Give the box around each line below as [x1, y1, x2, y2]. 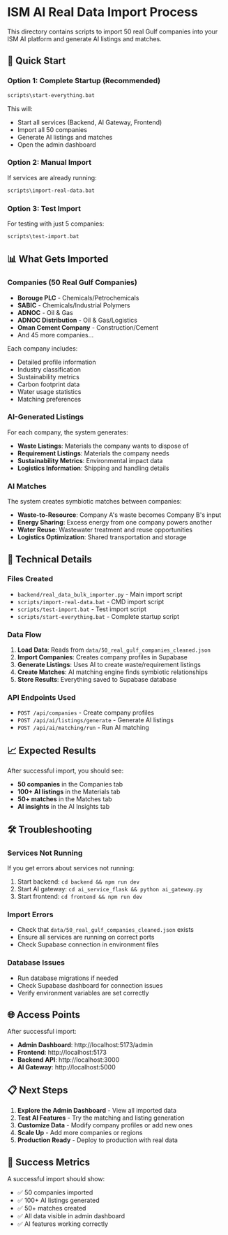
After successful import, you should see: [7, 766, 124, 775]
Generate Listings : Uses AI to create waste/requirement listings [17, 661, 201, 669]
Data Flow [7, 629, 42, 639]
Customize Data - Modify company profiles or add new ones [17, 1121, 193, 1130]
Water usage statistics [17, 387, 82, 395]
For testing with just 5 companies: [7, 219, 105, 228]
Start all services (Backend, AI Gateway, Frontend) [17, 118, 162, 126]
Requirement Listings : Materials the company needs [17, 448, 169, 458]
